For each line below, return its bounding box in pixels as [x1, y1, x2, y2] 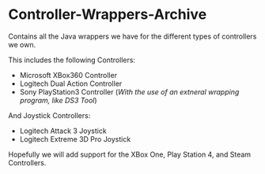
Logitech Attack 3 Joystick [19, 126, 107, 135]
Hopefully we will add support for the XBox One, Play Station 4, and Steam [8, 150, 252, 159]
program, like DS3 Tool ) [19, 95, 97, 105]
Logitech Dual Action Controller [19, 79, 123, 88]
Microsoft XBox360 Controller [19, 70, 117, 80]
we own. [8, 39, 36, 49]
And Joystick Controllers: [8, 110, 91, 120]
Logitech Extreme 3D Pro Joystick [19, 134, 131, 143]
